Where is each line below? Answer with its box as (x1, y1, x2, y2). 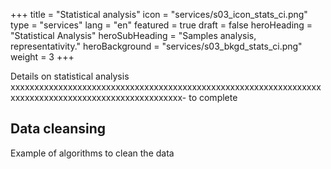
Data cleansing (10, 120, 107, 138)
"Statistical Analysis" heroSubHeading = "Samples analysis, (10, 30, 257, 41)
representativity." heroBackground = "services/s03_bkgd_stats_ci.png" (10, 40, 303, 52)
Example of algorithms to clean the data (10, 147, 175, 159)
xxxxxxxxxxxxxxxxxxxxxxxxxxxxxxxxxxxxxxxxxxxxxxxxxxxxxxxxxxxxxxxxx (10, 81, 322, 93)
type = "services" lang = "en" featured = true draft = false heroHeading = (10, 19, 313, 31)
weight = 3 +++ (10, 51, 75, 63)
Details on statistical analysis (10, 70, 130, 82)
